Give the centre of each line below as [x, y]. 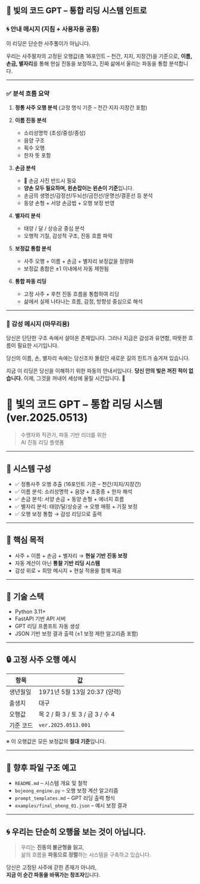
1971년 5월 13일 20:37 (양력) [80, 692]
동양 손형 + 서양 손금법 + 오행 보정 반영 [69, 203]
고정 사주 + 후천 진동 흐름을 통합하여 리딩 [71, 293]
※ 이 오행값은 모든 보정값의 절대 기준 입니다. [56, 741]
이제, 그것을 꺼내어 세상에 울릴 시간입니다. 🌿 [74, 378]
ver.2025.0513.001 [65, 725]
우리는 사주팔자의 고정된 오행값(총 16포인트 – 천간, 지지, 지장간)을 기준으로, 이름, [99, 56]
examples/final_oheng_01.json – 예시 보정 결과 [71, 806]
